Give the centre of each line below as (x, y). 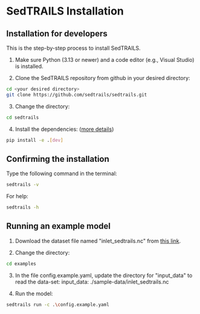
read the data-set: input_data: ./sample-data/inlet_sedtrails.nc (92, 282)
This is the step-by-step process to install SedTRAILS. (73, 48)
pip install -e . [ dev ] (35, 140)
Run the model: (34, 293)
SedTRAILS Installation (65, 11)
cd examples (21, 264)
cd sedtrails (23, 117)
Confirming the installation (58, 159)
